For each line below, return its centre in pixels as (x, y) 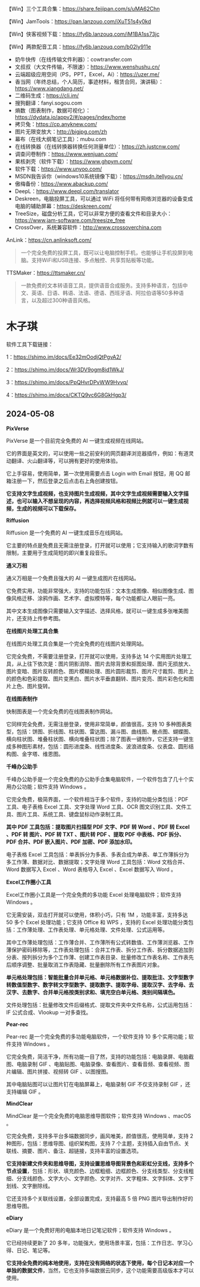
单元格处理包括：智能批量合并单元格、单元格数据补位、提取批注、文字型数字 (100, 977)
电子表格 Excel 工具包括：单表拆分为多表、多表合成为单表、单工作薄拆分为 (98, 854)
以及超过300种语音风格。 (62, 300)
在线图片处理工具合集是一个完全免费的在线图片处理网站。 (76, 643)
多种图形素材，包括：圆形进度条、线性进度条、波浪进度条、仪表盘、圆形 (100, 746)
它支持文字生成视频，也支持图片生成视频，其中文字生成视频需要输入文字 (95, 493)
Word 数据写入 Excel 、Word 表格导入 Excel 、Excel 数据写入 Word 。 (91, 869)
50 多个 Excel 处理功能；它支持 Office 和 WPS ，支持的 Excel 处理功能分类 (97, 922)
